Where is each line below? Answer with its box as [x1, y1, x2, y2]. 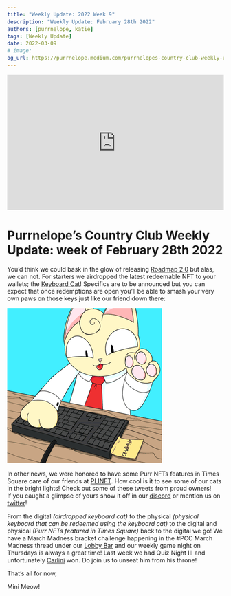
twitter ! [7, 498, 27, 507]
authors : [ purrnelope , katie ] [7, 25, 94, 32]
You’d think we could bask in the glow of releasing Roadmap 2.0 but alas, [7, 265, 214, 273]
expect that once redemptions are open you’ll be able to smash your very [7, 287, 214, 295]
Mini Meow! [7, 582, 41, 591]
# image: [7, 47, 32, 54]
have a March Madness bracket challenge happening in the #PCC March [7, 533, 213, 542]
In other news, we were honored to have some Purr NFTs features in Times [7, 470, 220, 478]
